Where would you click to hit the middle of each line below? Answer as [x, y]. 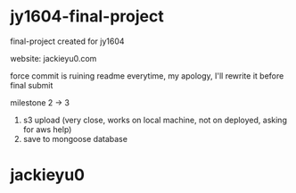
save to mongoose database [75, 138]
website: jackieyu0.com [53, 58]
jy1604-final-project [87, 17]
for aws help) [47, 129]
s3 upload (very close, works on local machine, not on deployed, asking [155, 120]
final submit [32, 85]
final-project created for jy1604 [67, 41]
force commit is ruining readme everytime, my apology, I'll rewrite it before [147, 76]
